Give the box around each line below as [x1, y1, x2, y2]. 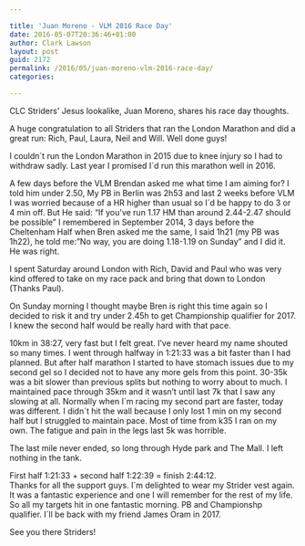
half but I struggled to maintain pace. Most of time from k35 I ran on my [9, 415, 278, 425]
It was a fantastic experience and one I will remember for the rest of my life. [9, 489, 293, 500]
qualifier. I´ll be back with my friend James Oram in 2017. [9, 509, 221, 520]
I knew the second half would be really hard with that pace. [9, 320, 231, 331]
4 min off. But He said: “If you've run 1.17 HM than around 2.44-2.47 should [9, 206, 291, 217]
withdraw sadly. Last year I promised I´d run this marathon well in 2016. [9, 160, 276, 171]
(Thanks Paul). [9, 282, 65, 293]
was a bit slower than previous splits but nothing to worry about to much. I [9, 376, 288, 387]
